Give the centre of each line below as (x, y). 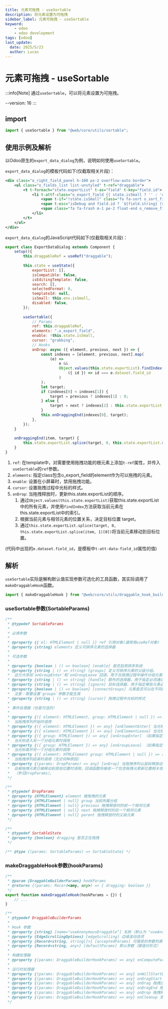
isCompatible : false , (54, 275)
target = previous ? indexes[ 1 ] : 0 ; (89, 396)
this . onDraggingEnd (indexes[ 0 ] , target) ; (84, 415)
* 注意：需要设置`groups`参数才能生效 (44, 694)
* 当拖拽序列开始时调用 (29, 722)
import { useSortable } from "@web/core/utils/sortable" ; (67, 131)
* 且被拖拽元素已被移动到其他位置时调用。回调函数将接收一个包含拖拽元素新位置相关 (83, 769)
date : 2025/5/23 (26, 47)
